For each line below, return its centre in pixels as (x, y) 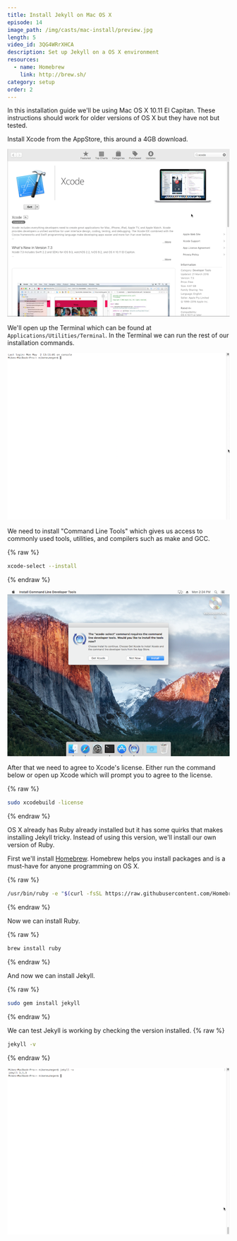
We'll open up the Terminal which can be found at (79, 327)
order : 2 (20, 89)
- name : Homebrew (39, 67)
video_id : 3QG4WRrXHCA (41, 45)
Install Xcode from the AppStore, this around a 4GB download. (98, 139)
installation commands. (41, 342)
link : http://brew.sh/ (53, 74)
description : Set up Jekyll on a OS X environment (83, 52)
